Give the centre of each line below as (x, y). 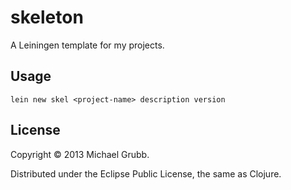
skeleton (47, 17)
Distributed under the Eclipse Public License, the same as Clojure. (146, 173)
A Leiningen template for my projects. (87, 45)
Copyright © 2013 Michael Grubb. (80, 154)
